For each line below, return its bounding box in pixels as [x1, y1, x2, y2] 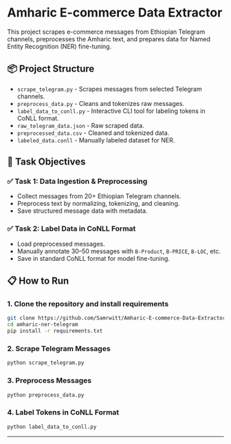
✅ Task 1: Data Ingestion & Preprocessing [7, 177, 148, 187]
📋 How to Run [7, 275, 69, 287]
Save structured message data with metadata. [16, 207, 148, 215]
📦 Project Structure [7, 63, 95, 75]
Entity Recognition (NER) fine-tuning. [7, 42, 112, 50]
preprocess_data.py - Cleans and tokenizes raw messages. [16, 99, 184, 107]
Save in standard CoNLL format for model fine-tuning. [16, 254, 170, 262]
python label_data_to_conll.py [7, 423, 97, 430]
